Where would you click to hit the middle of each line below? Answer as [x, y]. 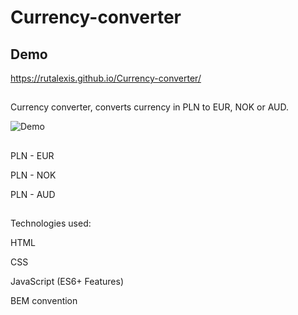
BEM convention [44, 301]
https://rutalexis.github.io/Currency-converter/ [106, 78]
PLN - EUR [32, 155]
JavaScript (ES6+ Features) [67, 282]
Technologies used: [51, 223]
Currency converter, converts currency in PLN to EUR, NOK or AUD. [149, 107]
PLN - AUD [33, 194]
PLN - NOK [33, 175]
